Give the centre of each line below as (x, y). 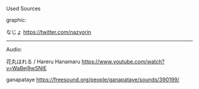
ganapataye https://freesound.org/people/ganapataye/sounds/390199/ (93, 80)
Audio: (14, 49)
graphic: (16, 20)
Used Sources (23, 9)
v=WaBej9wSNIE (27, 68)
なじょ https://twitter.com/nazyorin (49, 32)
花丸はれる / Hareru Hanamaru (43, 62)
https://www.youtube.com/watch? (123, 62)
